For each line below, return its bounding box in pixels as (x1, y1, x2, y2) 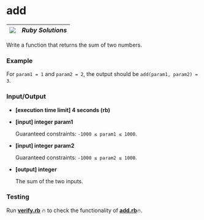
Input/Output (6, 93, 46, 101)
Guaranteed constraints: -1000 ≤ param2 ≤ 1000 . (15, 154, 137, 161)
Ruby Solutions (21, 26, 67, 34)
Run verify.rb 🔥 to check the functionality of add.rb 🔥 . (6, 207, 143, 214)
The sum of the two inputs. (15, 177, 84, 184)
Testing (6, 192, 29, 201)
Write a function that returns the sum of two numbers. (6, 41, 143, 48)
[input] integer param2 (15, 142, 75, 149)
